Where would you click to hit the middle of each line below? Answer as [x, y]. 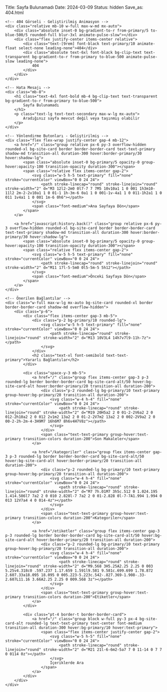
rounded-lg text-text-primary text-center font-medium [83, 623]
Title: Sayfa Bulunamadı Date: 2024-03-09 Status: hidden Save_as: [74, 7]
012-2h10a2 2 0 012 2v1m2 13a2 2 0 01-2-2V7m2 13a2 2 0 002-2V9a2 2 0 [80, 417]
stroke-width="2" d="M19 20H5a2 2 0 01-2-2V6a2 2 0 [98, 412]
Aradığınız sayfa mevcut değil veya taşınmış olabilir [81, 118]
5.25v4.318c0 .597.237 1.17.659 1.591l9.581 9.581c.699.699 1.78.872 [79, 571]
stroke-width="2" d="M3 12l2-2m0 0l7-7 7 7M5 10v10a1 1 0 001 [71, 189]
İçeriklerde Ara [67, 663]
